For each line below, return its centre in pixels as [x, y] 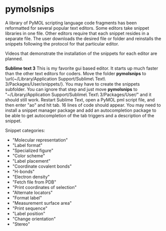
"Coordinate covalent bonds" [42, 166]
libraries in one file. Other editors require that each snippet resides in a [77, 33]
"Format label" [27, 198]
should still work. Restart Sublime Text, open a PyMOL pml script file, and [80, 99]
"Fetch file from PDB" [34, 182]
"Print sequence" [30, 208]
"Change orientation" [34, 219]
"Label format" [28, 145]
